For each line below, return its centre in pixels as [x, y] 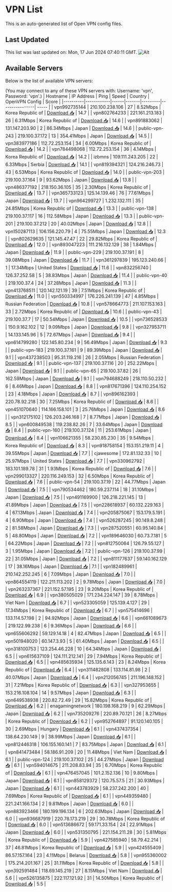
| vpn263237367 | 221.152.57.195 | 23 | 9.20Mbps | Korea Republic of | [80, 589]
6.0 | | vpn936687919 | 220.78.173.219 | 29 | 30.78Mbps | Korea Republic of [85, 819]
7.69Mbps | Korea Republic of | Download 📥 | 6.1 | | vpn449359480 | [78, 796]
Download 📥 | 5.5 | [26, 884]
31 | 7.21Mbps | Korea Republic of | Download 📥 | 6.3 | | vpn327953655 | [82, 685]
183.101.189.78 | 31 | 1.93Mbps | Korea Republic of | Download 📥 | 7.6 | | [81, 468]
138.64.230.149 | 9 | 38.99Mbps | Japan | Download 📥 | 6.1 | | [71, 737]
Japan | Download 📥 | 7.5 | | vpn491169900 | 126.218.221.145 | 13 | [76, 497]
